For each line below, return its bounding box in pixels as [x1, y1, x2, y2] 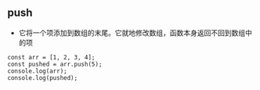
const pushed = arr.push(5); [7, 60, 103, 68]
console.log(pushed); [7, 74, 78, 81]
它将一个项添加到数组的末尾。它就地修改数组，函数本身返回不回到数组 [18, 27, 246, 38]
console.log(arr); [7, 67, 67, 75]
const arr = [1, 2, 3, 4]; [7, 53, 96, 61]
